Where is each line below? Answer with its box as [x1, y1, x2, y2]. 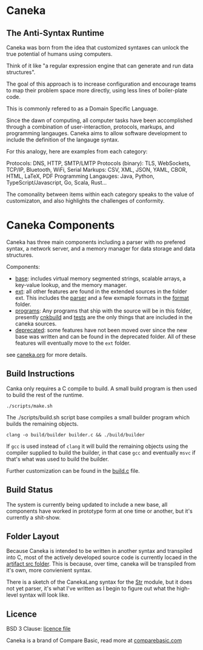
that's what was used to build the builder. [6, 455, 109, 462]
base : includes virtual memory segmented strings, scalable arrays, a [15, 274, 186, 282]
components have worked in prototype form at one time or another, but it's [6, 507, 193, 515]
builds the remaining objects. [6, 420, 79, 427]
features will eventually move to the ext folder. [15, 339, 131, 347]
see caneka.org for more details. [6, 351, 88, 358]
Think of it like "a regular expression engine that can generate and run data [6, 62, 194, 69]
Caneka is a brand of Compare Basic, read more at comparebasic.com [6, 637, 182, 644]
